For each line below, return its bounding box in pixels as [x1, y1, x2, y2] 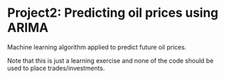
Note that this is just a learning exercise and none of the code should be [7, 56, 214, 64]
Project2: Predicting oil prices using [7, 5, 219, 21]
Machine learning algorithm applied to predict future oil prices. [7, 43, 187, 51]
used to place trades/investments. [7, 64, 105, 72]
